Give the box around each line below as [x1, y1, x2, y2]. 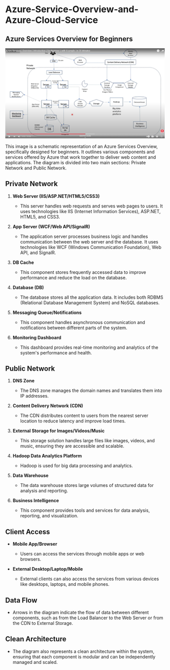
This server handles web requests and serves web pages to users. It [20, 203, 163, 209]
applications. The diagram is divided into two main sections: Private [5, 159, 146, 165]
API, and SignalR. [20, 250, 57, 256]
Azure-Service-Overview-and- [5, 4, 139, 15]
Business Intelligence [12, 498, 59, 504]
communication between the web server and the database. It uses [20, 238, 158, 244]
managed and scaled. [12, 659, 58, 665]
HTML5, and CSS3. [20, 214, 60, 220]
